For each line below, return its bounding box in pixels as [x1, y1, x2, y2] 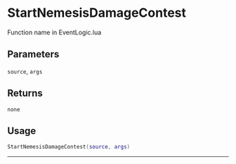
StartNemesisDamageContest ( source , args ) [7, 144, 131, 151]
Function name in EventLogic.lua [7, 28, 102, 36]
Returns [7, 88, 44, 100]
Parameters [7, 48, 60, 60]
